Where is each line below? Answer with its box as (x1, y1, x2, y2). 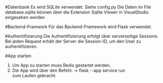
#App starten (5, 53, 32, 59)
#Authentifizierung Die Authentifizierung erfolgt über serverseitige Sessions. (5, 33, 159, 39)
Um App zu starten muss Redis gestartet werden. (12, 63, 111, 68)
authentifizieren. (5, 44, 38, 49)
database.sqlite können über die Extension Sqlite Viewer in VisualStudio (5, 9, 149, 15)
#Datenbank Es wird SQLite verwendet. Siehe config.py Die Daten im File (5, 4, 151, 10)
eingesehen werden (5, 15, 45, 20)
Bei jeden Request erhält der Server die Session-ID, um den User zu (5, 38, 141, 44)
